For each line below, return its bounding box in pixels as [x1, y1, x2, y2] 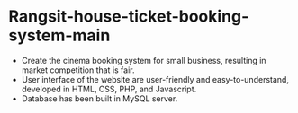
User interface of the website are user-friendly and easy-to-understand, [21, 74, 290, 84]
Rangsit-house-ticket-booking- [8, 6, 249, 27]
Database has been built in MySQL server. [21, 92, 178, 104]
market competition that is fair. [21, 65, 135, 75]
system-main [8, 25, 111, 46]
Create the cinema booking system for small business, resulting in [21, 55, 266, 65]
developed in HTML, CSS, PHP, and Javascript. [21, 83, 197, 94]
